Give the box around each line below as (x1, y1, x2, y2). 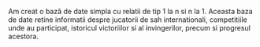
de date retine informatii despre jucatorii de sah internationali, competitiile (8, 15, 247, 24)
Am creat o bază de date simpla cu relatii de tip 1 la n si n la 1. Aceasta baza (8, 7, 254, 16)
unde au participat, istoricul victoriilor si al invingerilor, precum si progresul (8, 23, 251, 32)
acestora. (8, 31, 39, 41)
